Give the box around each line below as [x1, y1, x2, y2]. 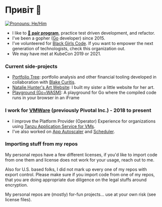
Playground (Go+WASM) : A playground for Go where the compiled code [12, 90, 157, 96]
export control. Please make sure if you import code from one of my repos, [5, 171, 155, 177]
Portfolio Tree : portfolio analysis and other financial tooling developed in [12, 74, 157, 80]
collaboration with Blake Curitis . [12, 79, 76, 85]
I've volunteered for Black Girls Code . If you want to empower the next [12, 40, 153, 46]
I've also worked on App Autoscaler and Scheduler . [12, 128, 115, 134]
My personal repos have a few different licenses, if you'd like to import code [5, 151, 158, 158]
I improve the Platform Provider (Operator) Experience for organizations [12, 118, 156, 124]
